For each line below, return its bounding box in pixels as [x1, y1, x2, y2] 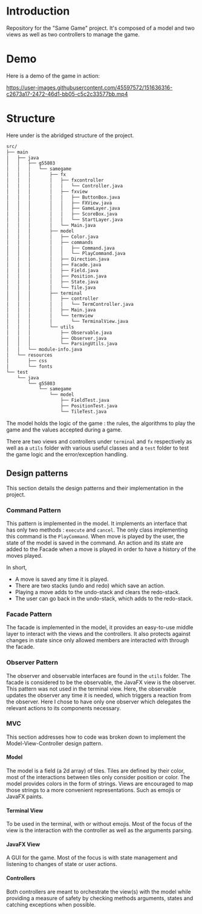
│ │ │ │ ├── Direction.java [6, 256, 110, 262]
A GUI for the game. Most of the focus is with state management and [6, 854, 178, 861]
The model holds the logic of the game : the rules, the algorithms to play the [6, 419, 195, 427]
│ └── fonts [6, 363, 53, 370]
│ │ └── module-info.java [6, 347, 83, 353]
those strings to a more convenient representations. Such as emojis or [6, 787, 181, 794]
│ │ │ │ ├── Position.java [6, 273, 107, 279]
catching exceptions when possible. [6, 901, 96, 908]
